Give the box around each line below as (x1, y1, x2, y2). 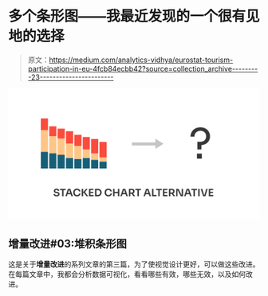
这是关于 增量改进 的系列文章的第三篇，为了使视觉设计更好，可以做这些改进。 (8, 259, 260, 269)
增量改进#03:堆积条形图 (8, 236, 128, 251)
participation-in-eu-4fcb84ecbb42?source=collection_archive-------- (27, 64, 258, 73)
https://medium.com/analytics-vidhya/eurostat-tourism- (49, 55, 234, 64)
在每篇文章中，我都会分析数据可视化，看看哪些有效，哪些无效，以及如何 (8, 270, 246, 279)
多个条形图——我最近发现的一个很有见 (8, 7, 261, 25)
